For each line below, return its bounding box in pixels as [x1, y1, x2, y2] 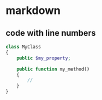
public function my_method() [16, 66, 90, 72]
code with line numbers [5, 28, 96, 38]
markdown [5, 4, 61, 18]
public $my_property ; [16, 55, 71, 61]
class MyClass [5, 44, 42, 50]
